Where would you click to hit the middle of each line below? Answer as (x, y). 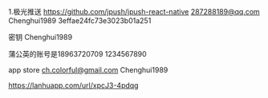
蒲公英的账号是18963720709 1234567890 (77, 54)
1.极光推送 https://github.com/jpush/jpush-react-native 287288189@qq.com (134, 12)
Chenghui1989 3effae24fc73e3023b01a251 (80, 21)
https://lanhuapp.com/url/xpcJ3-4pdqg (73, 85)
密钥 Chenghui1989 (41, 37)
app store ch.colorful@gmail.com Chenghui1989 (88, 70)
